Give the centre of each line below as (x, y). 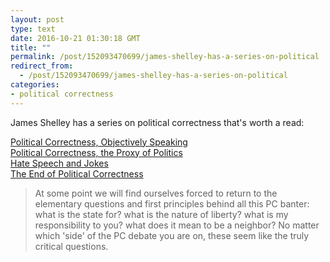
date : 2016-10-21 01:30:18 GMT (75, 38)
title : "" (31, 47)
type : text (33, 29)
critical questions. (71, 246)
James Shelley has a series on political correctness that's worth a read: (157, 122)
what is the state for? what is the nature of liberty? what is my (161, 214)
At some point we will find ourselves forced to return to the (156, 193)
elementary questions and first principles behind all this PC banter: (172, 203)
